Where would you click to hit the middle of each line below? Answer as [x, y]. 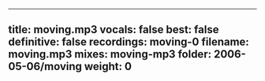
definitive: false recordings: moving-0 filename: [129, 42]
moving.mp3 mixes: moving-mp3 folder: [110, 55]
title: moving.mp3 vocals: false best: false [114, 29]
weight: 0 [108, 66]
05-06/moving [45, 66]
